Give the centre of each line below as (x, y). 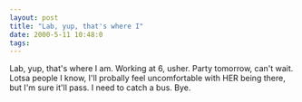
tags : (19, 43)
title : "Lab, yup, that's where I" (77, 26)
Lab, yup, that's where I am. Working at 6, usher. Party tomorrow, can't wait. (151, 69)
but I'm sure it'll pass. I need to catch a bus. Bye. (100, 88)
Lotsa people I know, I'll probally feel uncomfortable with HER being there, (147, 79)
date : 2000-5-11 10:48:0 (56, 34)
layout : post (34, 18)
